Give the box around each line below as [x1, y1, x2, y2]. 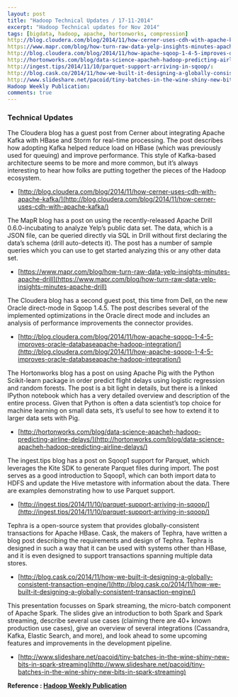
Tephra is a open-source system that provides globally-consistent [7, 522, 200, 530]
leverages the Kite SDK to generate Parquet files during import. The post [7, 464, 220, 473]
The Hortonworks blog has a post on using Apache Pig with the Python [7, 369, 215, 377]
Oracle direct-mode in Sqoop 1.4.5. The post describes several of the [7, 304, 209, 312]
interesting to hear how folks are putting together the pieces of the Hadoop [7, 166, 227, 175]
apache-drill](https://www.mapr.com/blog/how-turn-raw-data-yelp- [17, 275, 217, 284]
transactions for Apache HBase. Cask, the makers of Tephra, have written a [7, 529, 228, 538]
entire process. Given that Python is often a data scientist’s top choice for [7, 399, 222, 408]
